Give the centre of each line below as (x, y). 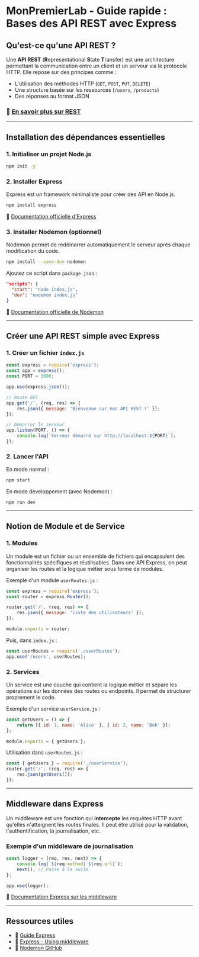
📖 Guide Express (35, 935)
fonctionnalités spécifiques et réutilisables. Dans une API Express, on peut (97, 562)
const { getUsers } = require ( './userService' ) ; (67, 763)
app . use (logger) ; (28, 886)
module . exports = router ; (38, 629)
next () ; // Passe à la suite (53, 869)
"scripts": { (22, 284)
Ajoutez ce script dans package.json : (52, 273)
